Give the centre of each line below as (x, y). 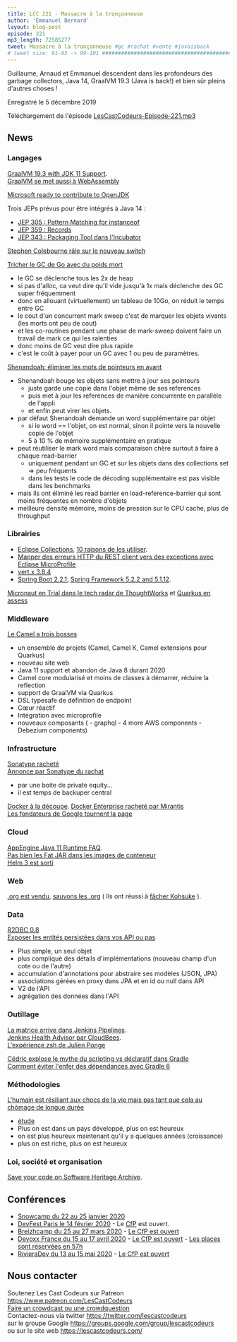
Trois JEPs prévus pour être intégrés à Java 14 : (77, 208)
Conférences (37, 1199)
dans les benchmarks (59, 485)
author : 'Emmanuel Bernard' (49, 20)
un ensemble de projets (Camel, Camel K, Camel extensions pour (112, 648)
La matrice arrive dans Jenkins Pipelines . (67, 1030)
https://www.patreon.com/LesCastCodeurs (70, 1300)
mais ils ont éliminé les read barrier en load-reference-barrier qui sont (119, 493)
